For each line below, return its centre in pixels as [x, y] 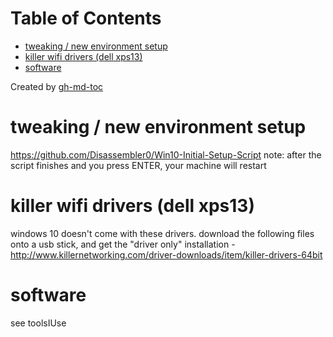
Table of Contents [86, 18]
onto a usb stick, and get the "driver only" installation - [123, 244]
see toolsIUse [38, 323]
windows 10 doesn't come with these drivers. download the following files [162, 233]
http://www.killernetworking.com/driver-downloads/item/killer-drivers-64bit [166, 254]
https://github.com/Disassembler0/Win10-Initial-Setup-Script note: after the [166, 154]
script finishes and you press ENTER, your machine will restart [138, 165]
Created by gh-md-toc [57, 86]
